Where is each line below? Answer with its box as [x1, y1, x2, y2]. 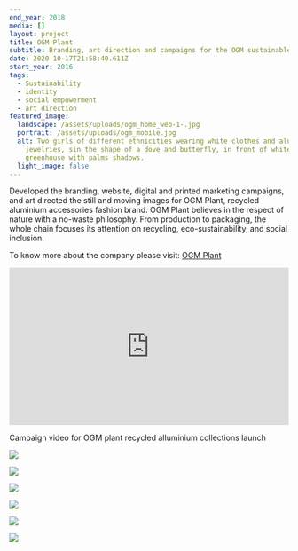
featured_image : [9, 112, 69, 121]
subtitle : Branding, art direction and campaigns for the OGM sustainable [9, 46, 292, 55]
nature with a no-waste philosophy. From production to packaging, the [9, 214, 267, 224]
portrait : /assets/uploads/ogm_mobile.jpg [17, 129, 176, 138]
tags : [9, 71, 29, 80]
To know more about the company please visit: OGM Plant [9, 250, 222, 261]
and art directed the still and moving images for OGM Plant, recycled [9, 195, 260, 206]
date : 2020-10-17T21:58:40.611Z [9, 54, 129, 63]
